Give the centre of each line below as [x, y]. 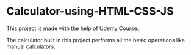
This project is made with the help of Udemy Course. [73, 28]
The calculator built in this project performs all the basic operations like [95, 40]
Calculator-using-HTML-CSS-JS [90, 11]
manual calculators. [31, 46]
